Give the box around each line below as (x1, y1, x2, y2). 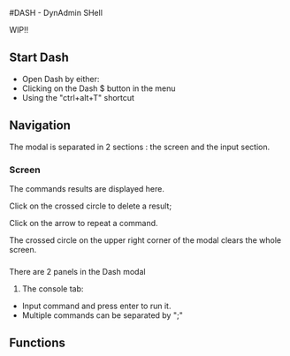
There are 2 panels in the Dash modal (9, 266, 146, 276)
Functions (9, 336, 66, 351)
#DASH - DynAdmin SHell (9, 8, 103, 18)
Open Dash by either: (21, 73, 100, 84)
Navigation (9, 118, 71, 133)
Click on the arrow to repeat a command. (9, 217, 158, 228)
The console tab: (21, 283, 84, 294)
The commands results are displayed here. (9, 183, 165, 193)
